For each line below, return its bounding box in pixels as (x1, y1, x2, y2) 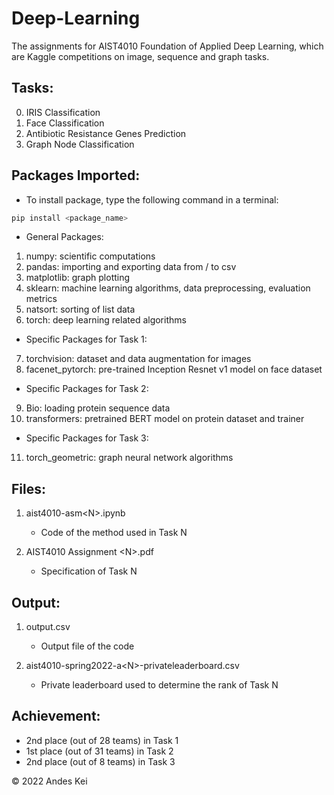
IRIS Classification (25, 106, 101, 118)
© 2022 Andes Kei (11, 775, 88, 787)
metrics (25, 293, 58, 305)
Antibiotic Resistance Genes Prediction (25, 127, 187, 139)
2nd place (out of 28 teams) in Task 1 (25, 734, 179, 746)
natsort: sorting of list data (25, 303, 136, 316)
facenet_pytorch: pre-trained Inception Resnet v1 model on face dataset (25, 363, 323, 376)
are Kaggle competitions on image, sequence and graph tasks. (11, 50, 270, 62)
